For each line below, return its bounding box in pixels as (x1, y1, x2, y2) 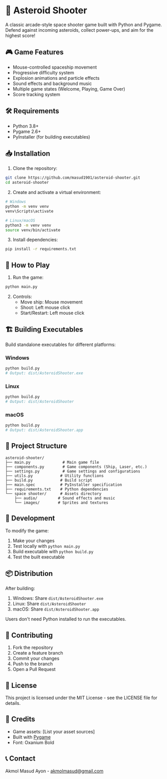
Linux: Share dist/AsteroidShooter (12, 601, 86, 607)
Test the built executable (12, 554, 65, 560)
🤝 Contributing (5, 631, 53, 639)
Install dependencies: (12, 236, 58, 243)
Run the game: (12, 274, 44, 280)
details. (5, 700, 21, 706)
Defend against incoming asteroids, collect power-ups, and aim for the (5, 27, 154, 33)
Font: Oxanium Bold (12, 739, 55, 745)
